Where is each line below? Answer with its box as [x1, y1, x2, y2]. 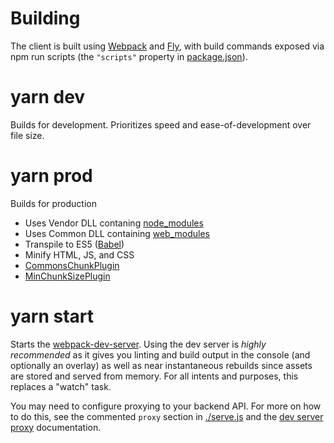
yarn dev [10, 86, 86, 109]
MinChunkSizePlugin [24, 270, 111, 282]
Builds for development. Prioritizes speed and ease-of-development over [10, 118, 312, 131]
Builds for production [10, 197, 97, 209]
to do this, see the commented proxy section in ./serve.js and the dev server [10, 410, 324, 422]
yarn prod [10, 165, 93, 187]
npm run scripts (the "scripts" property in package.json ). [10, 50, 248, 62]
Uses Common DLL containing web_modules [24, 227, 210, 239]
